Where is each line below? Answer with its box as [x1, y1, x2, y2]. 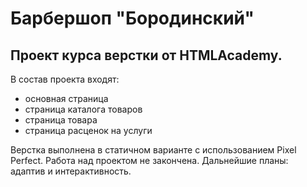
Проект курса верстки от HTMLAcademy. [10, 47, 283, 64]
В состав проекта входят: [10, 73, 120, 85]
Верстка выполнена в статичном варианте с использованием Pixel [10, 144, 297, 156]
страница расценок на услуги [24, 125, 153, 136]
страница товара [24, 114, 98, 126]
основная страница [24, 93, 109, 104]
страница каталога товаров [24, 103, 143, 115]
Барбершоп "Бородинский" [10, 7, 255, 30]
